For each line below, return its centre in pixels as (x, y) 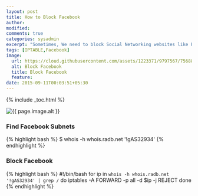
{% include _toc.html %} (36, 100)
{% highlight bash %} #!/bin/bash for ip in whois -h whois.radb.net (88, 174)
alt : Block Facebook (37, 66)
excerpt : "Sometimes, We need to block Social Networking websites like (97, 45)
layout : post (22, 12)
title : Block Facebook (39, 72)
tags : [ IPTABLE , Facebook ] (38, 50)
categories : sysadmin (33, 39)
